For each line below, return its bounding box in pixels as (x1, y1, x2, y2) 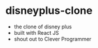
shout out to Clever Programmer (13, 35, 92, 42)
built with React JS (13, 29, 60, 36)
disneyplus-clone (5, 4, 93, 17)
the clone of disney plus (13, 23, 72, 30)
